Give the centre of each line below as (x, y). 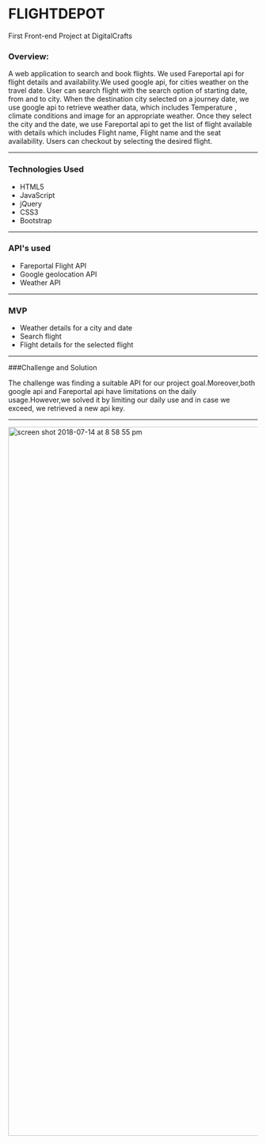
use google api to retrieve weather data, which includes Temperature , (123, 107)
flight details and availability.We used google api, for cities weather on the (129, 82)
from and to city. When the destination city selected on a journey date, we (129, 99)
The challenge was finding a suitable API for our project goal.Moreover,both (132, 383)
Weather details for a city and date (76, 328)
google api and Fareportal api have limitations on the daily (103, 392)
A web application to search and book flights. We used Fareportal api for (126, 74)
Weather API (40, 282)
